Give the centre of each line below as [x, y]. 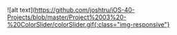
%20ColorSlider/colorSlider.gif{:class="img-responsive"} [88, 24]
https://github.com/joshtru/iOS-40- [85, 10]
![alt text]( [21, 10]
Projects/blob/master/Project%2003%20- [67, 17]
